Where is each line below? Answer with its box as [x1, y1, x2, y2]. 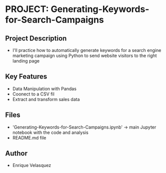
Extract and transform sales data [12, 96, 80, 102]
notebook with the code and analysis [12, 129, 88, 135]
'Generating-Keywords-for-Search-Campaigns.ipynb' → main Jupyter [12, 124, 156, 130]
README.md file [12, 134, 46, 140]
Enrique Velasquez [12, 162, 51, 168]
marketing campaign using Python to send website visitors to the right [12, 52, 157, 58]
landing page [12, 58, 40, 63]
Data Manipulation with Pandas [12, 85, 76, 91]
